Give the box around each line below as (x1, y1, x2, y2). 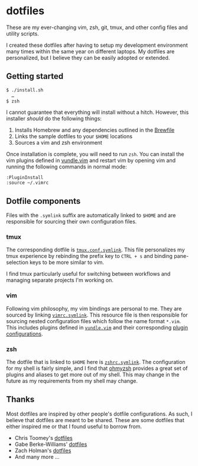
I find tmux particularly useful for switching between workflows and (6, 270, 171, 277)
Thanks (6, 394, 35, 404)
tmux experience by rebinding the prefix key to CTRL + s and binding (6, 253, 173, 260)
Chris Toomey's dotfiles (14, 434, 73, 441)
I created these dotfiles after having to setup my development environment (6, 42, 188, 49)
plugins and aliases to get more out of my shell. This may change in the (6, 371, 180, 378)
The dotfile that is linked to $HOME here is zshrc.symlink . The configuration (6, 359, 186, 366)
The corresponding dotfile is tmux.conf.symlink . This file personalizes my (6, 246, 185, 253)
